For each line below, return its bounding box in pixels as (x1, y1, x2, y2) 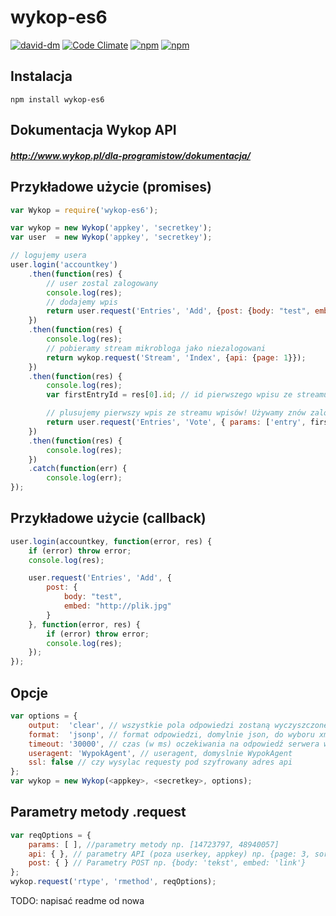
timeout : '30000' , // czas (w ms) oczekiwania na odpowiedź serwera (28, 739, 320, 749)
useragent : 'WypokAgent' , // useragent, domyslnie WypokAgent (28, 748, 293, 758)
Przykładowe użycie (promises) (10, 179, 212, 196)
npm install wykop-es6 (10, 94, 105, 105)
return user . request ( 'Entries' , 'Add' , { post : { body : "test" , (46, 306, 311, 316)
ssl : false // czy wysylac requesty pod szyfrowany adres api (28, 757, 293, 768)
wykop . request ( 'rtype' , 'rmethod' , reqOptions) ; (10, 877, 217, 887)
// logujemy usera (10, 251, 87, 261)
